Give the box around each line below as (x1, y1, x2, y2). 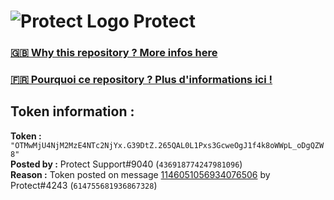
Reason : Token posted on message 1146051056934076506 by (10, 168, 271, 180)
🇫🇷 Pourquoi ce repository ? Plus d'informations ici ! (10, 73, 273, 87)
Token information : (10, 103, 135, 120)
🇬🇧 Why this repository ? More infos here (10, 46, 218, 60)
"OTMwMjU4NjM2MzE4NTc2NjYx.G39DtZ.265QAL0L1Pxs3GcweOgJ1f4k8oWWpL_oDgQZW (10, 140, 325, 150)
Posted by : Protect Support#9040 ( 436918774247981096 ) (10, 158, 243, 170)
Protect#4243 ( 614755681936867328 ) (10, 179, 158, 191)
